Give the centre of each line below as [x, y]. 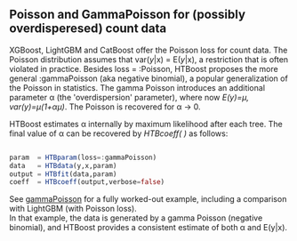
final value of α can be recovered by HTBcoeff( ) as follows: [119, 133]
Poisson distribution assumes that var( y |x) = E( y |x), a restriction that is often [149, 59]
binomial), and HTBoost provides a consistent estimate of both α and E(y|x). [148, 228]
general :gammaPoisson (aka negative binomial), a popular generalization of [149, 78]
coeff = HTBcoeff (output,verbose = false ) [87, 182]
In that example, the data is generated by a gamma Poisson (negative [136, 218]
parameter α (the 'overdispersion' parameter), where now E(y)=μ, [129, 97]
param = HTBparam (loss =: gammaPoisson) [83, 157]
